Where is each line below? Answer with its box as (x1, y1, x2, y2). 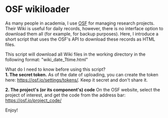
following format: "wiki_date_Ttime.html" (5, 56, 88, 62)
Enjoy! (5, 107, 19, 113)
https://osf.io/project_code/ (5, 97, 62, 103)
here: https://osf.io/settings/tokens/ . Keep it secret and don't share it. (5, 77, 148, 83)
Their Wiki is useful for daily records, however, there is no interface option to (5, 25, 163, 31)
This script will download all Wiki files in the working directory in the (5, 51, 146, 57)
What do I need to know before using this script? (5, 66, 106, 72)
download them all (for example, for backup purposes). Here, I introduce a (5, 31, 159, 37)
